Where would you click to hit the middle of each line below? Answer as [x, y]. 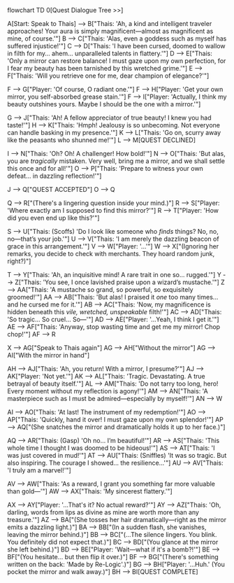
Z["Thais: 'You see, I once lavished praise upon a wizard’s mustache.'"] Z [120, 282]
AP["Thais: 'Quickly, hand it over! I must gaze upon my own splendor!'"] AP [115, 420]
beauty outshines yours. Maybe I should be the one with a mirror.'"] [104, 104]
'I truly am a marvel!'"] [39, 470]
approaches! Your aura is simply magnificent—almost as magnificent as [110, 31]
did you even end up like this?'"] [53, 218]
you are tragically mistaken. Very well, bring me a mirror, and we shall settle [116, 161]
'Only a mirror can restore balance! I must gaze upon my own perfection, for [117, 61]
